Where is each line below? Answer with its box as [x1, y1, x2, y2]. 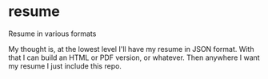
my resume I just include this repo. [8, 61, 122, 70]
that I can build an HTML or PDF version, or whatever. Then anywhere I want [8, 53, 260, 62]
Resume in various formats [8, 29, 97, 38]
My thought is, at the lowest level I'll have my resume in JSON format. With [8, 44, 254, 53]
